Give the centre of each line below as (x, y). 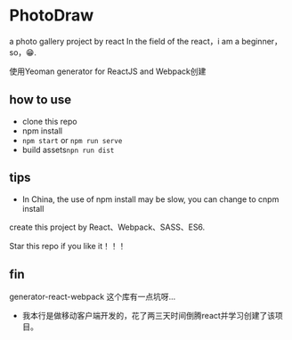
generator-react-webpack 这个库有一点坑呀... (93, 297)
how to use (41, 100)
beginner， (262, 41)
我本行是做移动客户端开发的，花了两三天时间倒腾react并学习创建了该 (149, 316)
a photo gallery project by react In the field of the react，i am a (125, 41)
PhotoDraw (52, 16)
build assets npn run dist (68, 150)
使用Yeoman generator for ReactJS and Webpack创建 (108, 71)
